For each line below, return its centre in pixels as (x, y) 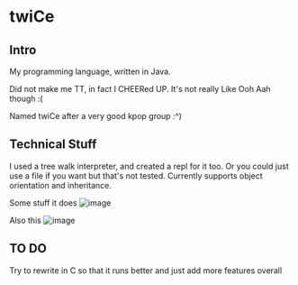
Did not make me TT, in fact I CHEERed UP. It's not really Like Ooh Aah (140, 89)
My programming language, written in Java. (90, 71)
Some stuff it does (44, 202)
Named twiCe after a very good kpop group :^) (96, 116)
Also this (26, 220)
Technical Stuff (53, 145)
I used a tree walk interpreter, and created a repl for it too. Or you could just (149, 166)
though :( (26, 98)
